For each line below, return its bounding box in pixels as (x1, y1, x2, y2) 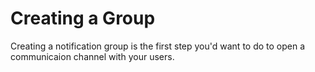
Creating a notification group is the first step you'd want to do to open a (10, 40, 306, 52)
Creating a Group (10, 7, 156, 30)
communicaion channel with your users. (10, 50, 175, 62)
